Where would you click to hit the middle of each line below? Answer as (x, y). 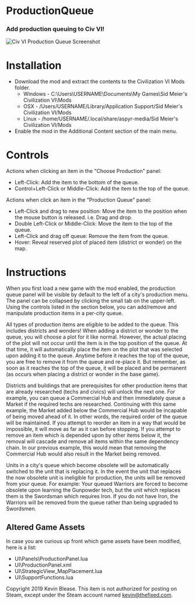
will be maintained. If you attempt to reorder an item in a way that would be (96, 423)
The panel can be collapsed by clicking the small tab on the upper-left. (91, 301)
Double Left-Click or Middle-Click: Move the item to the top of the (93, 224)
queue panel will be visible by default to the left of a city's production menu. (97, 295)
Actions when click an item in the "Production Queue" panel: (79, 200)
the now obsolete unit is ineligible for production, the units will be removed (96, 478)
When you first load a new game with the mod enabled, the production (91, 288)
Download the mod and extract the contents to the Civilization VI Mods (100, 82)
